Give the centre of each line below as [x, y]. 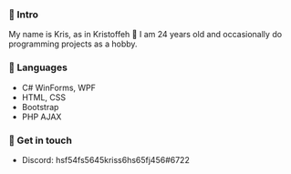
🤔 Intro [23, 15]
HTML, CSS [43, 97]
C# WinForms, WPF [59, 87]
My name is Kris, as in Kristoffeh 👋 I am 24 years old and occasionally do [145, 35]
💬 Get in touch [40, 140]
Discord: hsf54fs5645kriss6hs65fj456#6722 [106, 159]
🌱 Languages [38, 67]
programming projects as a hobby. [73, 44]
